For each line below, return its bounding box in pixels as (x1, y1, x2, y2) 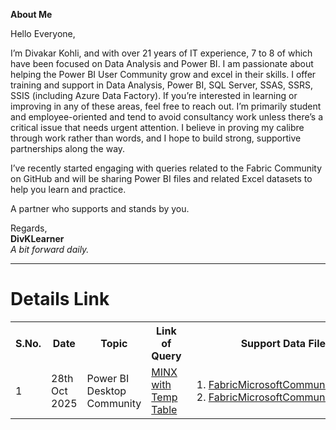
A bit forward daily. (10, 244, 90, 255)
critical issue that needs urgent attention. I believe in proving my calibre (10, 122, 305, 133)
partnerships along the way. (10, 143, 126, 154)
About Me (10, 9, 53, 20)
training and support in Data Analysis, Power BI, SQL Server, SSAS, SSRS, (10, 79, 314, 91)
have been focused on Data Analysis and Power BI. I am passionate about (10, 58, 314, 69)
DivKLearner (10, 233, 65, 244)
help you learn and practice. (10, 184, 127, 195)
